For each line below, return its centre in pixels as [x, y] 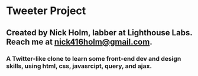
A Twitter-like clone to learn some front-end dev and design [94, 58]
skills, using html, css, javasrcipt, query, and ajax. [79, 66]
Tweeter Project [46, 11]
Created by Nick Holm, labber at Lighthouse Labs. [99, 33]
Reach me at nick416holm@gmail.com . [79, 42]
